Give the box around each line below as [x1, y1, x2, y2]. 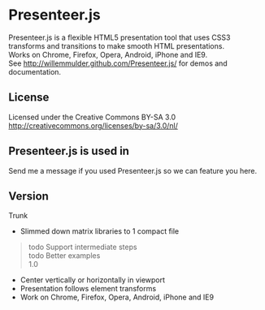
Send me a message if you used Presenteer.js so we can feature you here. [8, 166, 258, 175]
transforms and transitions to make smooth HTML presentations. [8, 41, 225, 50]
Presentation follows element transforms [20, 284, 157, 294]
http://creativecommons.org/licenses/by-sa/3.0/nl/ [8, 120, 179, 131]
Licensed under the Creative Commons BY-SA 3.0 [8, 112, 176, 122]
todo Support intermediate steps [28, 242, 137, 252]
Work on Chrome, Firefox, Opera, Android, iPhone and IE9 [20, 292, 214, 302]
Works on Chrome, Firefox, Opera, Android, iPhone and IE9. [8, 50, 208, 59]
